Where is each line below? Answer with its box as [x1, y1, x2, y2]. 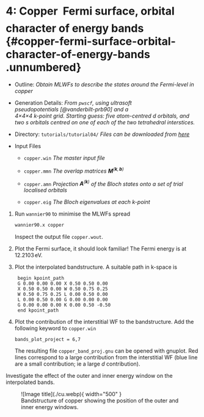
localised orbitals [23, 187, 68, 194]
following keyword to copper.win [14, 325, 97, 332]
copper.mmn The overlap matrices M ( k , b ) [23, 166, 124, 175]
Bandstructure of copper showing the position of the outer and [21, 397, 179, 404]
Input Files [14, 142, 41, 149]
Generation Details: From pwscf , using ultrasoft [14, 99, 132, 107]
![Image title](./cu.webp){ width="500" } [21, 391, 122, 398]
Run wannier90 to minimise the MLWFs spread [14, 210, 131, 217]
